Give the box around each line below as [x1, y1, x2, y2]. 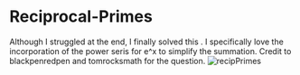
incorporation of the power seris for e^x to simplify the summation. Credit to [9, 45, 292, 56]
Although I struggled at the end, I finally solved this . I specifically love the [9, 36, 285, 47]
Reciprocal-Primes [9, 6, 154, 27]
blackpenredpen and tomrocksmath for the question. [9, 55, 206, 66]
